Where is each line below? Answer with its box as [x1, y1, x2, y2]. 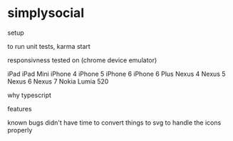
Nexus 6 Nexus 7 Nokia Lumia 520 [7, 77, 109, 86]
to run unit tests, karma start [7, 42, 90, 50]
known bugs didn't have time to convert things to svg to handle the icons [7, 118, 222, 127]
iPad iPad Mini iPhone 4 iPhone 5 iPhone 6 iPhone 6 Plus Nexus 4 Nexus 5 [7, 69, 226, 78]
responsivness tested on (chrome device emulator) [7, 55, 157, 64]
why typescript [7, 91, 52, 99]
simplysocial [7, 5, 84, 21]
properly [7, 125, 33, 134]
